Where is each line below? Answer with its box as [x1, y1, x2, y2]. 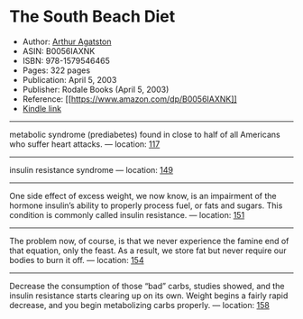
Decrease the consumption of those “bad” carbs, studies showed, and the [9, 280, 285, 291]
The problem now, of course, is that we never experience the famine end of [9, 235, 289, 246]
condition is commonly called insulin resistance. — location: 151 [9, 209, 245, 220]
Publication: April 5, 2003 [22, 74, 117, 85]
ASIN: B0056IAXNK [22, 45, 96, 56]
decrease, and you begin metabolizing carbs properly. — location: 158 [9, 299, 271, 310]
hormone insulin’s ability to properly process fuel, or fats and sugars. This [9, 200, 283, 211]
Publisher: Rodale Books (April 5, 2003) [22, 84, 170, 95]
